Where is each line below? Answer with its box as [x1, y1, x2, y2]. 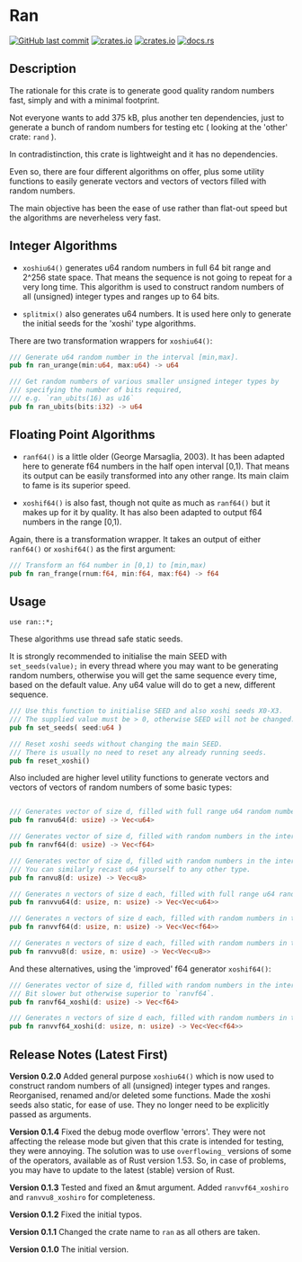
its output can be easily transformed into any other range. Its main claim [22, 470, 289, 481]
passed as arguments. [9, 1109, 92, 1120]
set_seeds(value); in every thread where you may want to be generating [9, 660, 279, 671]
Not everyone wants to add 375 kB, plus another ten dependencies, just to [9, 112, 285, 122]
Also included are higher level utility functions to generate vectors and [9, 773, 270, 783]
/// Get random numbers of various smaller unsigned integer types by [9, 377, 280, 387]
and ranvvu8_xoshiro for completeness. [9, 1192, 155, 1202]
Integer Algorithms [9, 238, 118, 254]
